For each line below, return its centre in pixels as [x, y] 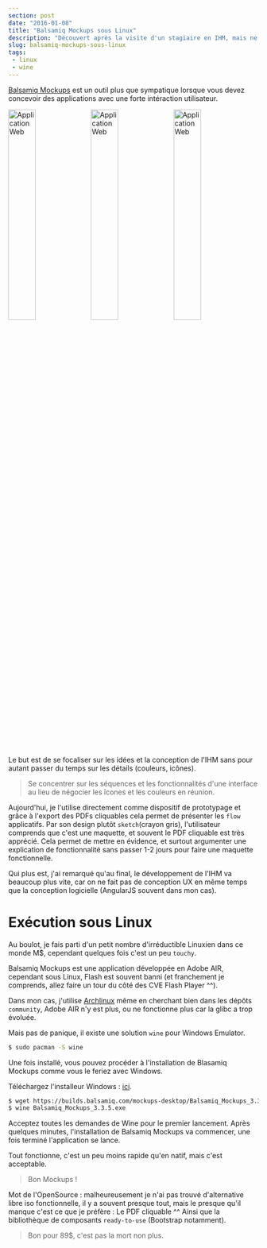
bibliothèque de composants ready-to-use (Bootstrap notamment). [117, 1220]
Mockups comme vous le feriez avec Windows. [85, 1071]
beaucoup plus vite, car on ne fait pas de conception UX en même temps [128, 882]
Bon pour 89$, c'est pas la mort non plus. [96, 1235]
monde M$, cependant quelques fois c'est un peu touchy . [103, 952]
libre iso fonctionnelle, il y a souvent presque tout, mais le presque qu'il [125, 1204]
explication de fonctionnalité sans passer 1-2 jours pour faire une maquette [131, 849]
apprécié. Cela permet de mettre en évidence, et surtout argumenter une [127, 841]
